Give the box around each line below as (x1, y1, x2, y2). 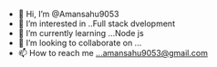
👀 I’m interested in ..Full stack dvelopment (17, 18, 176, 29)
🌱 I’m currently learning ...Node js (17, 28, 144, 38)
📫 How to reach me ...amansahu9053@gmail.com (17, 48, 208, 58)
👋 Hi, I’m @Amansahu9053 (17, 9, 119, 19)
